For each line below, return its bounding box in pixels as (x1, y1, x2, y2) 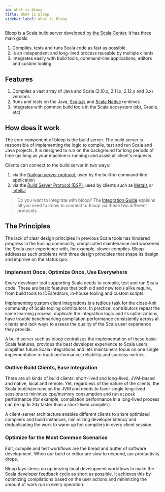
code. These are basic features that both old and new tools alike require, (5, 285, 152, 291)
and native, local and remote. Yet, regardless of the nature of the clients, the (5, 381, 160, 386)
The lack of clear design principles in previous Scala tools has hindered (5, 235, 150, 241)
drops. (5, 456, 18, 462)
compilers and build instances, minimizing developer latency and (5, 417, 137, 423)
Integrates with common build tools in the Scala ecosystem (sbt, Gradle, (12, 104, 159, 110)
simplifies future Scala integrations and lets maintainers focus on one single (5, 346, 159, 352)
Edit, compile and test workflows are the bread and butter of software (5, 445, 146, 451)
